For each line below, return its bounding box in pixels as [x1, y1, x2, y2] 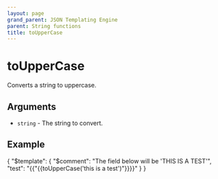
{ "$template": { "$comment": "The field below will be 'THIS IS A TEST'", [7, 156, 212, 165]
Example [7, 139, 45, 150]
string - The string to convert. [16, 119, 104, 127]
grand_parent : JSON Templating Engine [7, 16, 118, 23]
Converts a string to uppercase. [7, 81, 97, 89]
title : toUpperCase [7, 29, 63, 36]
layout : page [7, 10, 45, 17]
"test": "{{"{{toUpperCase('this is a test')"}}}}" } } [7, 164, 146, 172]
